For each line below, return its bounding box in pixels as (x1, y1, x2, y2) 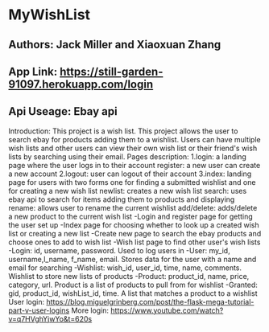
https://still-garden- (59, 64, 163, 78)
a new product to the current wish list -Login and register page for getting (8, 211, 254, 221)
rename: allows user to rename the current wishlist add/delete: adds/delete (8, 203, 258, 212)
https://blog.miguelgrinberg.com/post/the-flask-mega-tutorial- (46, 297, 255, 306)
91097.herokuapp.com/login (8, 77, 154, 91)
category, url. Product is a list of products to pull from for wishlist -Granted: (8, 280, 258, 289)
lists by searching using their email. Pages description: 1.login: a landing (8, 151, 247, 162)
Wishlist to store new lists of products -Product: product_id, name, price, (8, 271, 250, 281)
